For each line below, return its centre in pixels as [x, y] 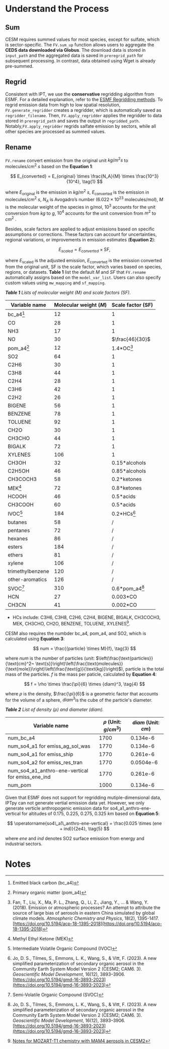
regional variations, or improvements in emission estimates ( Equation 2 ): [80, 239]
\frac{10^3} [147, 176]
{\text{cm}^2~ [20, 663]
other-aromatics [27, 579]
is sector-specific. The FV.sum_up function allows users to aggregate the [80, 45]
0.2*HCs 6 [123, 513]
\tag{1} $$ [93, 181]
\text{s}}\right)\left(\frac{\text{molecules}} [79, 663]
